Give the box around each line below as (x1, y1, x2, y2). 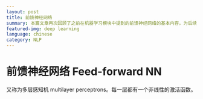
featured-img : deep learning (6, 25, 80, 32)
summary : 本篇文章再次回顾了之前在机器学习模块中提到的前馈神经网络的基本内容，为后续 (6, 20, 198, 26)
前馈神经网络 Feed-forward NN (6, 65, 162, 78)
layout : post (6, 8, 39, 15)
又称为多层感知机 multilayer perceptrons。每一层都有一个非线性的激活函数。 (6, 86, 196, 93)
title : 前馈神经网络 (6, 14, 53, 21)
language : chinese (6, 31, 53, 37)
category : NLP (6, 37, 42, 43)
